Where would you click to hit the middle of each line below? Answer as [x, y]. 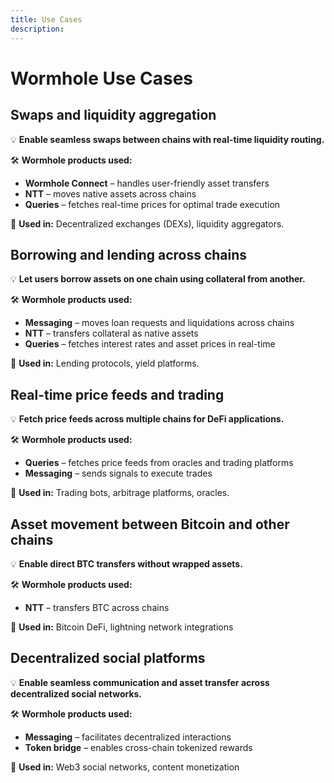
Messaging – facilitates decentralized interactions [128, 737]
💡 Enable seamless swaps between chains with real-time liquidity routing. [167, 139]
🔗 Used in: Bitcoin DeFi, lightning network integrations [122, 627]
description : [37, 29]
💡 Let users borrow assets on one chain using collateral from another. [158, 279]
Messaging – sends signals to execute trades [118, 473]
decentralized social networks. [76, 693]
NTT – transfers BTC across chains [97, 607]
